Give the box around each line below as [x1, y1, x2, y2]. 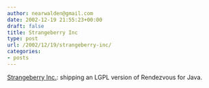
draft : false [7, 23, 45, 29]
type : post [7, 35, 38, 42]
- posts [7, 55, 29, 61]
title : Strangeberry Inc [7, 29, 78, 36]
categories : [7, 48, 41, 55]
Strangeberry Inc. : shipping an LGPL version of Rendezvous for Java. [7, 73, 203, 81]
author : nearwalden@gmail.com [7, 10, 94, 17]
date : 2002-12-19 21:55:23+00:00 [7, 16, 103, 23]
